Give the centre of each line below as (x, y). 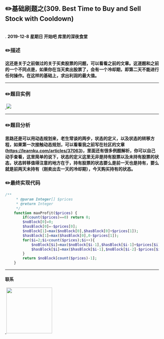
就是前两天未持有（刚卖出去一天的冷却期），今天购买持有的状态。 (70, 169)
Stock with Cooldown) (40, 19)
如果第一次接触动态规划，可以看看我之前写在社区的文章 (69, 144)
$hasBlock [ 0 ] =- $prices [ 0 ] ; (50, 227)
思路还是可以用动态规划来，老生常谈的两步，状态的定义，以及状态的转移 (78, 138)
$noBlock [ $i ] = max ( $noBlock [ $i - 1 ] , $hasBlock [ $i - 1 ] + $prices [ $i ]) (97, 245)
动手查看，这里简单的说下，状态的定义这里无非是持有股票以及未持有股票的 (80, 157)
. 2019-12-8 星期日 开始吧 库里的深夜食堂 (46, 36)
